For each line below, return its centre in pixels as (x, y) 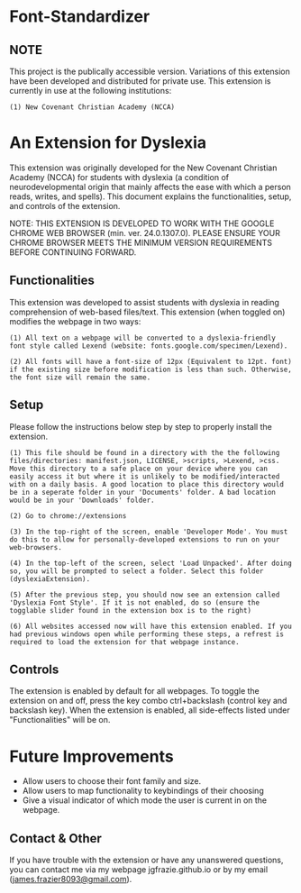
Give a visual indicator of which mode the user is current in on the (145, 800)
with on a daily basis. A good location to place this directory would (146, 484)
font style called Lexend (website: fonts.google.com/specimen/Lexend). (149, 346)
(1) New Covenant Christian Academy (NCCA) (92, 107)
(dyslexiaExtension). (50, 579)
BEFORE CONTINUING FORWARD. (73, 252)
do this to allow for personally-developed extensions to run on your (145, 539)
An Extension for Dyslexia (108, 143)
